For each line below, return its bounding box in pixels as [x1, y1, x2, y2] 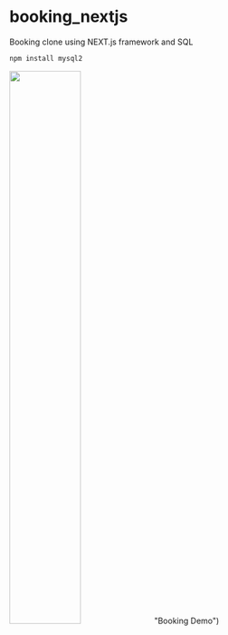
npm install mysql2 [9, 54, 83, 63]
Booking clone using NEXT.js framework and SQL [9, 36, 194, 47]
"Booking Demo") [153, 615, 220, 626]
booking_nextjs [9, 6, 128, 27]
